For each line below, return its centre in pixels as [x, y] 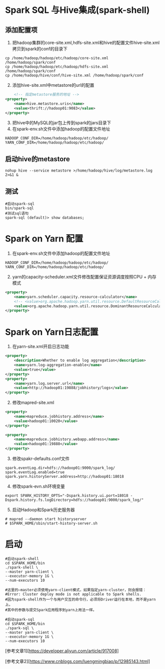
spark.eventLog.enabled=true [35, 472]
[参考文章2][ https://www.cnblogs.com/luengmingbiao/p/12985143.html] [78, 661]
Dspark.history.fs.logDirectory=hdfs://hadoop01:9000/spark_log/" [74, 500]
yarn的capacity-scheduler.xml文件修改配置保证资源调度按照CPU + [79, 277]
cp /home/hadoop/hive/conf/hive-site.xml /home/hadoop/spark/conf [74, 75]
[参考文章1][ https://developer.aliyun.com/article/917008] [62, 651]
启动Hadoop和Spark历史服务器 [43, 510]
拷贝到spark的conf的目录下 [40, 49]
